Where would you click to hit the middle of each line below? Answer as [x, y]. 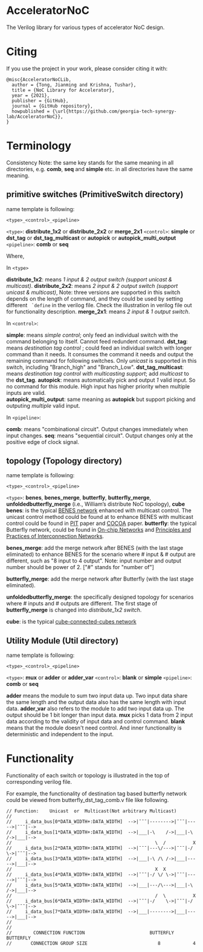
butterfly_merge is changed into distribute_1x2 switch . [74, 610]
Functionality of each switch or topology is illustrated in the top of [88, 775]
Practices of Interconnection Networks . [55, 536]
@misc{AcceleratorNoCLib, [39, 79]
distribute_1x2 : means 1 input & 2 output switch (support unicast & [89, 279]
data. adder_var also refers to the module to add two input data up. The [95, 709]
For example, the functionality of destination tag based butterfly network [97, 794]
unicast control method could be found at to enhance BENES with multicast [100, 517]
